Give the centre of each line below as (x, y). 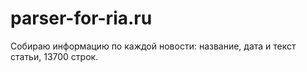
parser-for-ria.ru (81, 18)
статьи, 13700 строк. (54, 56)
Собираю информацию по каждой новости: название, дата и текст (153, 46)
